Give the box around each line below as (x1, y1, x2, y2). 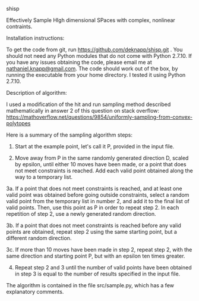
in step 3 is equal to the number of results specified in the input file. (14, 271, 181, 277)
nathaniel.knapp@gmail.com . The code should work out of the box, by (6, 65, 178, 72)
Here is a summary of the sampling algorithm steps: (6, 131, 132, 138)
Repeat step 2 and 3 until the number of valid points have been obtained (14, 264, 192, 271)
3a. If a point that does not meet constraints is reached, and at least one (6, 185, 182, 192)
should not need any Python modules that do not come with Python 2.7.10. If (6, 52, 192, 59)
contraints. (6, 23, 33, 30)
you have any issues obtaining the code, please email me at (6, 59, 153, 66)
